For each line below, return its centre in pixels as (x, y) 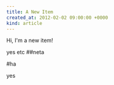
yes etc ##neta (25, 52)
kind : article (25, 23)
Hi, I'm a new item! (30, 41)
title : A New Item (30, 12)
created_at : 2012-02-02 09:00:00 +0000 (57, 18)
